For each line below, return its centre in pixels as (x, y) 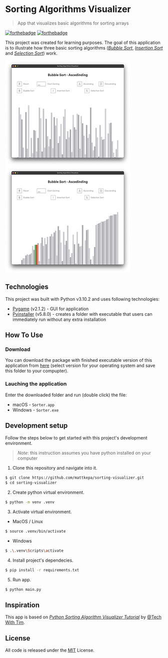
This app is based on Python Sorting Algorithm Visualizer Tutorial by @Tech (83, 617)
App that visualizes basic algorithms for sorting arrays (73, 23)
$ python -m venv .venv (30, 502)
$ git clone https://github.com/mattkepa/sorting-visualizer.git (74, 478)
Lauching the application (36, 384)
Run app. (22, 579)
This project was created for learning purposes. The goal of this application (83, 42)
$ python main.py (23, 589)
